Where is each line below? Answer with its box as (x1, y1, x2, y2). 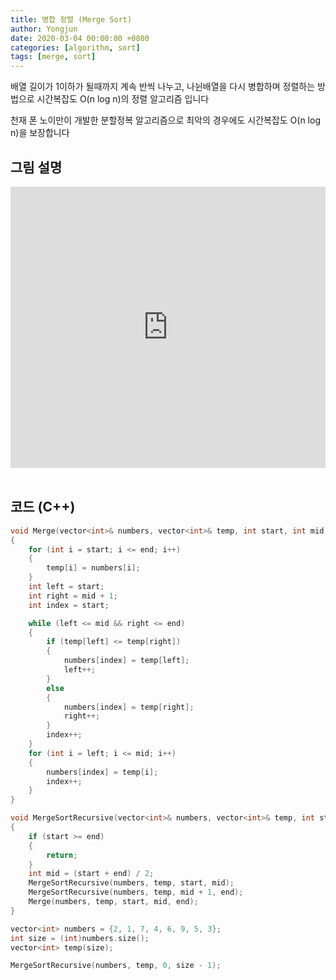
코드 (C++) (10, 499, 76, 516)
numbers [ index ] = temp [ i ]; (46, 767, 159, 777)
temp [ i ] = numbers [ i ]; (46, 563, 141, 573)
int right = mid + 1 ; (28, 591, 118, 601)
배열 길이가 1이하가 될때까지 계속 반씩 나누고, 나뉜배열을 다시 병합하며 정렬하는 (10, 81, 316, 93)
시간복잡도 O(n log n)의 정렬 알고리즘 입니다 (36, 93, 210, 105)
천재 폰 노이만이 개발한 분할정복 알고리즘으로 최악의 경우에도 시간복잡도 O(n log (10, 114, 321, 126)
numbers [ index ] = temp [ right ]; (63, 702, 195, 712)
